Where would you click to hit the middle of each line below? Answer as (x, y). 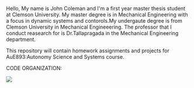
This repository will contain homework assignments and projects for (88, 51)
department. (21, 39)
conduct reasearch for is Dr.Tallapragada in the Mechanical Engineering (92, 33)
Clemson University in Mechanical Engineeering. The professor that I (89, 27)
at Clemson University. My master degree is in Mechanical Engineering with (97, 15)
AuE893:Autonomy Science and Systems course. (65, 57)
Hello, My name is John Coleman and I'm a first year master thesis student (96, 8)
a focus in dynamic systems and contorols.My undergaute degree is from (94, 21)
